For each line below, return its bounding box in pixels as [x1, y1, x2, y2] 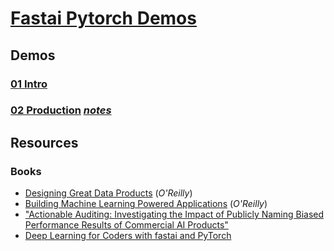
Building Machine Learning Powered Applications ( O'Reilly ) [24, 198, 268, 210]
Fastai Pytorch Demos [10, 7, 197, 30]
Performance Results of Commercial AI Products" [24, 219, 229, 231]
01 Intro [10, 77, 48, 91]
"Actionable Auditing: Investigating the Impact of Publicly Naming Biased [24, 208, 325, 221]
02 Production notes [10, 103, 112, 117]
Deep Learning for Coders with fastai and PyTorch [24, 230, 232, 242]
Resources [10, 134, 79, 151]
